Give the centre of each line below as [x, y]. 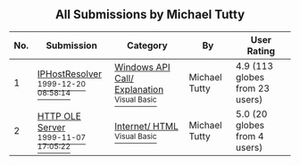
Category [147, 45]
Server [51, 127]
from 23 [253, 88]
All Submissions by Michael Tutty [150, 15]
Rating [261, 51]
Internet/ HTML [146, 126]
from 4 [250, 136]
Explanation [139, 89]
